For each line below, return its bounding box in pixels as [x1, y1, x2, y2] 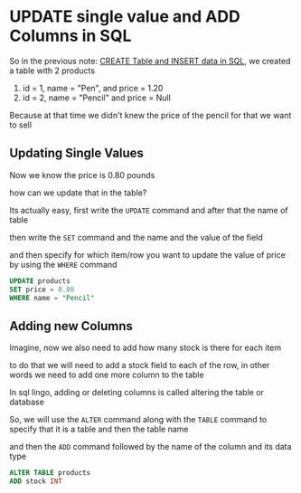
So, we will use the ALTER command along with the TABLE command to [9, 414, 268, 425]
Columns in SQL [9, 25, 132, 46]
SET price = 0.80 [9, 285, 75, 294]
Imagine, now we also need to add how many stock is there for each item [9, 342, 282, 354]
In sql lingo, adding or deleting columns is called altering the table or [9, 387, 265, 398]
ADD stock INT [9, 477, 63, 486]
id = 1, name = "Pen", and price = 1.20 [22, 82, 164, 93]
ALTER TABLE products [9, 469, 91, 478]
